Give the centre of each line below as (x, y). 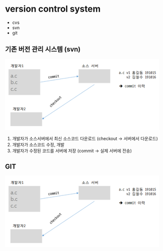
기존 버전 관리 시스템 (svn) (43, 49)
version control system (53, 9)
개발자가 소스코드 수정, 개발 (38, 145)
